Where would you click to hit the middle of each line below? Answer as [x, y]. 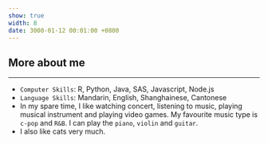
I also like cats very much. [63, 131]
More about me [47, 62]
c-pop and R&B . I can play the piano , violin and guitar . [109, 123]
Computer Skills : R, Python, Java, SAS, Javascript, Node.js [117, 89]
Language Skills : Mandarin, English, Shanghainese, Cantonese [123, 98]
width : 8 [23, 23]
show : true [26, 16]
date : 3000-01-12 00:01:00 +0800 [64, 30]
